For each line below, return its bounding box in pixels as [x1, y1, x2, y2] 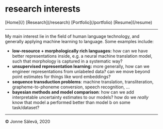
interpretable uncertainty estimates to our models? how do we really [12, 94, 149, 100]
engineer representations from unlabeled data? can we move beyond [12, 68, 150, 74]
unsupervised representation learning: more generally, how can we [12, 63, 149, 69]
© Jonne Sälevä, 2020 [5, 118, 50, 124]
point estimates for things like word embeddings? [12, 74, 111, 80]
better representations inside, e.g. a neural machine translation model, [12, 53, 153, 59]
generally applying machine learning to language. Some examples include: [5, 38, 154, 44]
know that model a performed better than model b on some [12, 99, 130, 105]
